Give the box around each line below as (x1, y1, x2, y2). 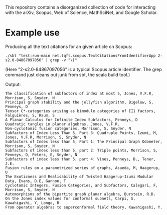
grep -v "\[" (50, 57, 78, 62)
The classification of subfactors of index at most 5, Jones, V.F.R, (5, 91, 154, 96)
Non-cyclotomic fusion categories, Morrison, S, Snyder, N (5, 126, 131, 131)
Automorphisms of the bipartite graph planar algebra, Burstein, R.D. (5, 191, 156, 196)
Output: (5, 81, 21, 87)
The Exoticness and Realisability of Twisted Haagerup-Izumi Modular (5, 174, 154, 179)
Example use (5, 27, 60, 38)
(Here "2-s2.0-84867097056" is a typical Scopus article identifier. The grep (5, 66, 162, 72)
